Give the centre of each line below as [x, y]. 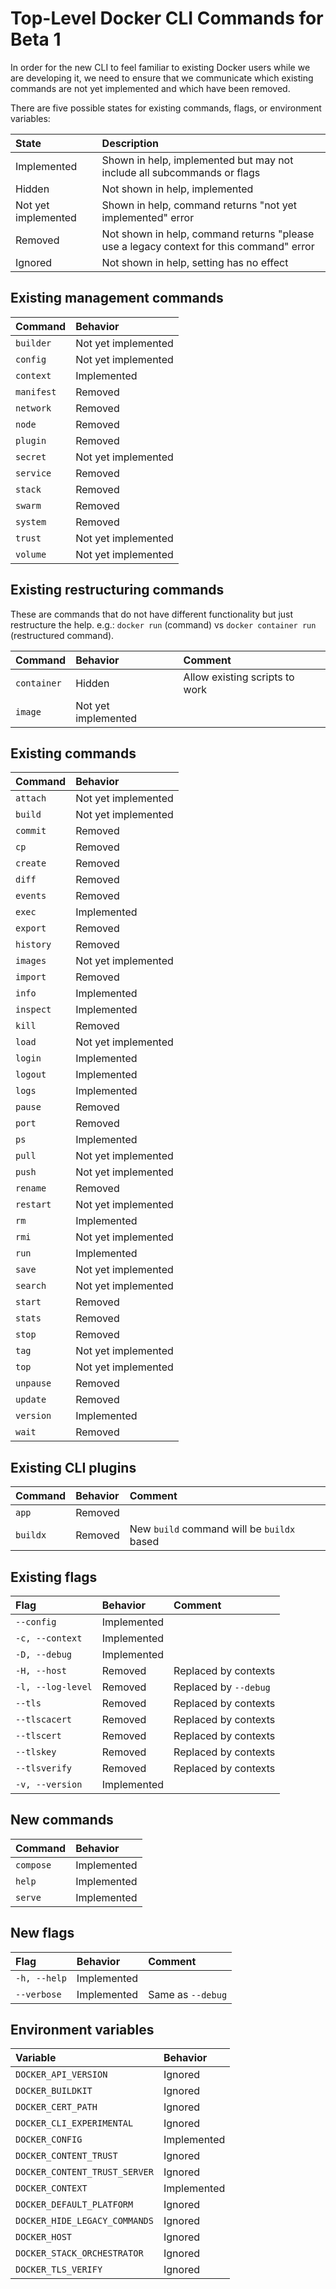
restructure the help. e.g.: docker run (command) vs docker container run [163, 624]
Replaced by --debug [222, 1687]
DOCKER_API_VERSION [61, 2075]
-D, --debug [44, 1654]
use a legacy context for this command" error [208, 246]
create [31, 863]
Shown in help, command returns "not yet [199, 205]
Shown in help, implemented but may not [197, 160]
